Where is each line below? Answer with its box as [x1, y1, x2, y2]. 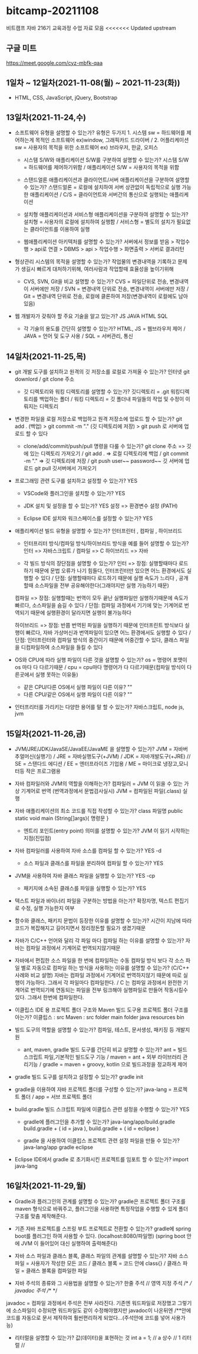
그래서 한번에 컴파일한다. [27, 994, 84, 1000]
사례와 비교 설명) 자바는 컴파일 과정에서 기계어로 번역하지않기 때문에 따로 [14, 971, 182, 979]
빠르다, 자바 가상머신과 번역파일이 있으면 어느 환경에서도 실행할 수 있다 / [25, 629, 192, 636]
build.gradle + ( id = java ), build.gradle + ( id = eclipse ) [23, 1125, 159, 1132]
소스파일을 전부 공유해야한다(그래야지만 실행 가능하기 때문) [34, 582, 170, 589]
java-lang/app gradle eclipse [23, 1144, 93, 1151]
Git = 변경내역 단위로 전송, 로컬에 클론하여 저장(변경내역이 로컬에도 [23, 293, 177, 300]
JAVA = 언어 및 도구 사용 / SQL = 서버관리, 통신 [23, 332, 134, 340]
